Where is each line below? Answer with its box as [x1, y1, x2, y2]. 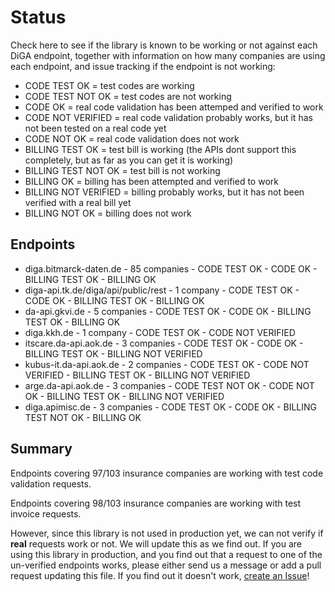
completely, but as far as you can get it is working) [24, 154, 234, 166]
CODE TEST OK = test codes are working [24, 79, 195, 91]
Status [10, 6, 67, 29]
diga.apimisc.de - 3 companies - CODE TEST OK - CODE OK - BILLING [24, 401, 318, 413]
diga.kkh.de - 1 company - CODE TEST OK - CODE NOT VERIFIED [24, 326, 296, 338]
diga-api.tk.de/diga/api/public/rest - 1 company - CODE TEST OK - [24, 284, 300, 296]
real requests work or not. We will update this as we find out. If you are [10, 537, 302, 550]
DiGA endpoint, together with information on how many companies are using [10, 49, 326, 61]
